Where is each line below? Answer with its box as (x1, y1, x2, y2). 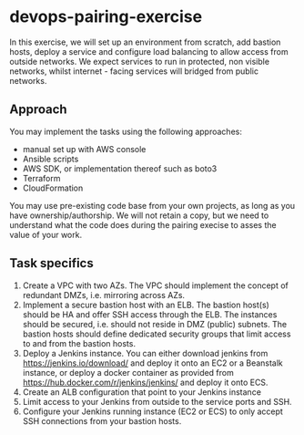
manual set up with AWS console (22, 143, 147, 154)
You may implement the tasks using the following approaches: (9, 126, 243, 137)
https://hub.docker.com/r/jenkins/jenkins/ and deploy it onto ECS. (22, 377, 269, 388)
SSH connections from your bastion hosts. (22, 415, 182, 426)
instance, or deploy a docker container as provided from (22, 367, 234, 378)
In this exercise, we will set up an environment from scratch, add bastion (9, 36, 281, 47)
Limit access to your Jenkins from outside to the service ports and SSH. (22, 396, 293, 407)
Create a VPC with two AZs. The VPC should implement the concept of (22, 280, 289, 291)
